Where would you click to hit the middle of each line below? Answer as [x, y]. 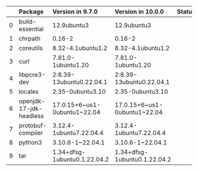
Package [31, 11]
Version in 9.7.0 [75, 11]
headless [31, 116]
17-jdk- [31, 108]
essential [31, 29]
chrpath [29, 39]
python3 [30, 142]
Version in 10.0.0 [139, 11]
